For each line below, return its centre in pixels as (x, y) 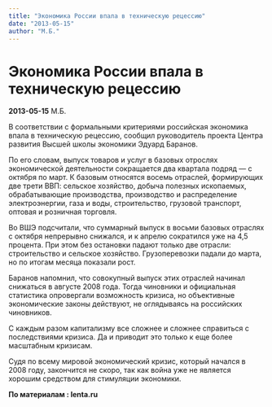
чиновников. (31, 313)
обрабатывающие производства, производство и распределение (123, 195)
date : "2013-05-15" (42, 24)
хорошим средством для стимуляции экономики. (95, 379)
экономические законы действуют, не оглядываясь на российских (125, 304)
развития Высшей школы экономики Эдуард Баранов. (103, 144)
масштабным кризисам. (50, 346)
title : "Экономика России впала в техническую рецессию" (107, 16)
